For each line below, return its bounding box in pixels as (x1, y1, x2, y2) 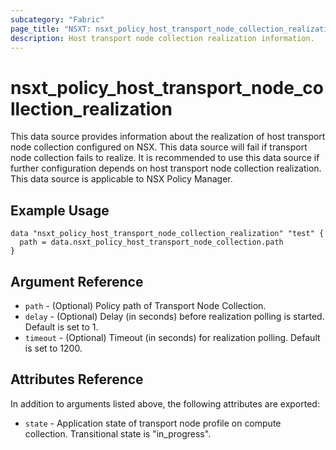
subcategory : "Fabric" (10, 14, 105, 25)
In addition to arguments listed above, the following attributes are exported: (10, 397, 320, 410)
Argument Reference (10, 273, 144, 290)
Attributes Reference (10, 371, 144, 388)
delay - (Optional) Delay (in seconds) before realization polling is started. (24, 310, 325, 322)
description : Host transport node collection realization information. (10, 33, 315, 43)
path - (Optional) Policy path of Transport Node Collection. (24, 299, 267, 311)
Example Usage (10, 202, 110, 219)
